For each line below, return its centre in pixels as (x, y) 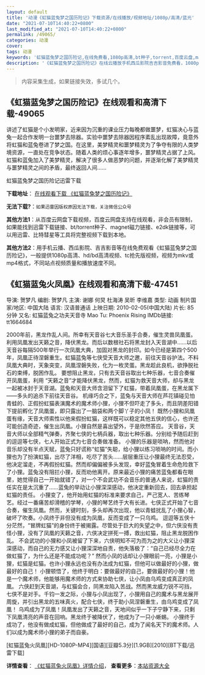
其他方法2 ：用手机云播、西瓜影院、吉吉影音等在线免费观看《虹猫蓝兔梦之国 (102, 248)
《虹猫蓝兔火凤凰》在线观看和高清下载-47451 (92, 284)
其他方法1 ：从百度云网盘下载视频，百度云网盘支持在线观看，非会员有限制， (101, 220)
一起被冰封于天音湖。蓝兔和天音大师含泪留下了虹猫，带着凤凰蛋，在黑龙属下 (103, 388)
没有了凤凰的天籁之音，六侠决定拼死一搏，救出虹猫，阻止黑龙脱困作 (113, 533)
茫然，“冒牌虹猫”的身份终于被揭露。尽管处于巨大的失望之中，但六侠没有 (102, 525)
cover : (15, 46)
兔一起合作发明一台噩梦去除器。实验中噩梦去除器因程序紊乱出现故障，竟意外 (103, 137)
